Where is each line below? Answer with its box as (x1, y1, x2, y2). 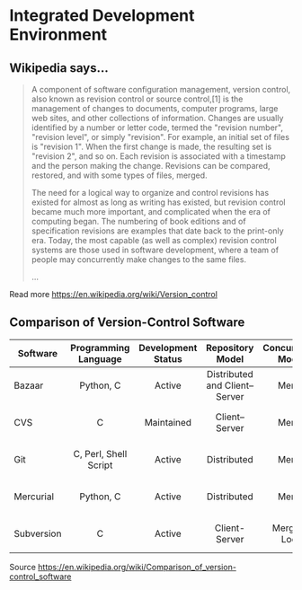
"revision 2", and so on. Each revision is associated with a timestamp (31, 151, 286, 162)
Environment (9, 24, 108, 45)
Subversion (13, 527, 62, 540)
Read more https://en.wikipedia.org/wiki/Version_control (9, 289, 218, 299)
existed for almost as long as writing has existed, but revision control (31, 197, 286, 207)
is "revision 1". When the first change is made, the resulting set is (31, 141, 272, 152)
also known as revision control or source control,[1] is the (31, 93, 244, 104)
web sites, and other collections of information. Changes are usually (31, 113, 284, 123)
